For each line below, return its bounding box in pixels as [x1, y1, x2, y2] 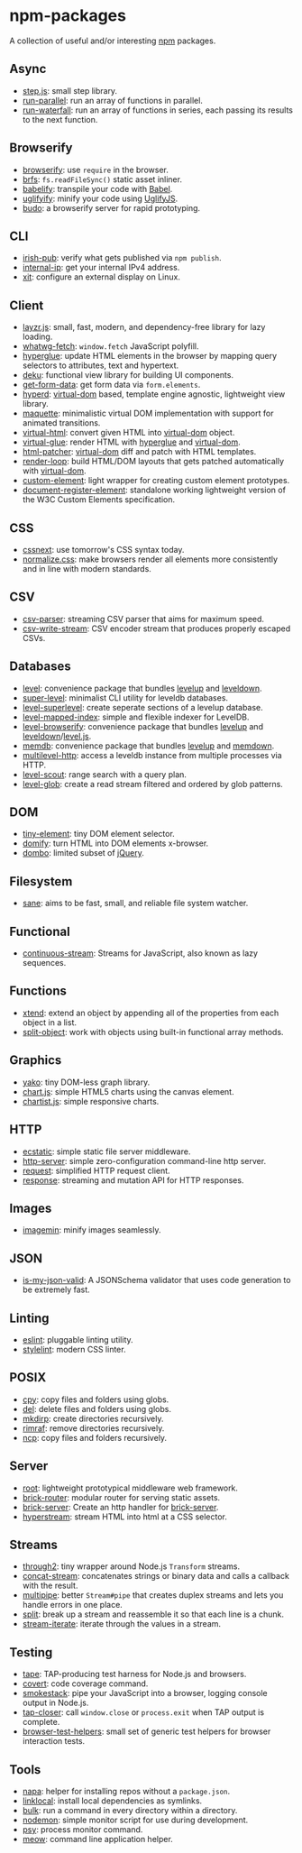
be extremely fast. [22, 1284, 90, 1295]
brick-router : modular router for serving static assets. [22, 1491, 221, 1502]
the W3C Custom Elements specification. [22, 494, 176, 505]
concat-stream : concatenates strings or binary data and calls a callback [22, 1571, 290, 1582]
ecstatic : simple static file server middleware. [22, 1146, 191, 1157]
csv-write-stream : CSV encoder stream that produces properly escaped [22, 623, 291, 634]
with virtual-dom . [22, 465, 87, 476]
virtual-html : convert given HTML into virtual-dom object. [22, 427, 235, 438]
